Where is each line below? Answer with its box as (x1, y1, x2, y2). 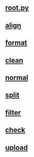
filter (5, 108, 21, 117)
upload (5, 143, 28, 152)
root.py (5, 4, 29, 12)
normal (5, 73, 28, 82)
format (5, 38, 27, 47)
